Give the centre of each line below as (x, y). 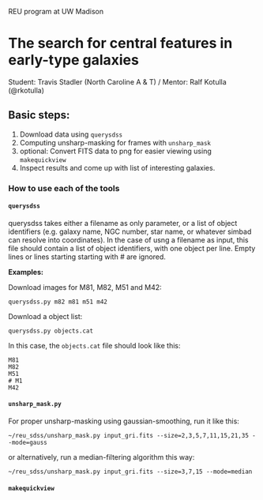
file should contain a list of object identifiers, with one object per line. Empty (132, 248)
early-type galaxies (74, 60)
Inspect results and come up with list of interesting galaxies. (117, 167)
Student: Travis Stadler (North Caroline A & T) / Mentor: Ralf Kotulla (117, 81)
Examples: (26, 272)
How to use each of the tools (64, 188)
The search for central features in (120, 43)
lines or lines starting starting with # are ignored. (87, 257)
